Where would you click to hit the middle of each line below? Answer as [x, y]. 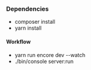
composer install [35, 22]
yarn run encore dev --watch [50, 55]
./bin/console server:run [44, 61]
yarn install [28, 28]
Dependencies [27, 9]
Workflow [19, 42]
